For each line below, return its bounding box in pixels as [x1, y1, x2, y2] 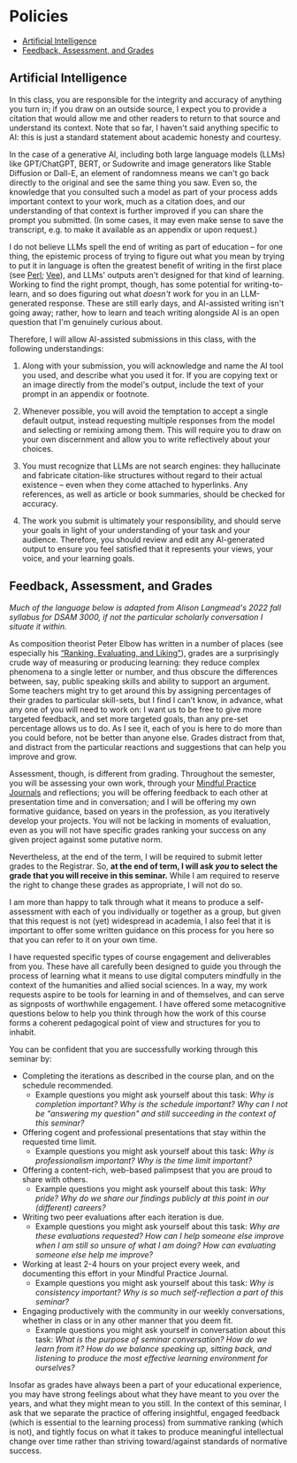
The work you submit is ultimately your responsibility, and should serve [21, 515, 281, 526]
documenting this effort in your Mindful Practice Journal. [21, 1268, 229, 1279]
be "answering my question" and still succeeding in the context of [34, 1108, 277, 1119]
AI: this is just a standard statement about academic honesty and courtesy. [9, 131, 281, 143]
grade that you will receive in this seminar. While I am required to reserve [9, 870, 280, 880]
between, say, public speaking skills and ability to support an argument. [9, 676, 270, 686]
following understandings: [9, 343, 104, 353]
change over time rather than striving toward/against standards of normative [9, 1436, 288, 1446]
